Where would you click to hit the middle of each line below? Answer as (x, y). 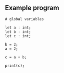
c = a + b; (16, 57)
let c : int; (18, 36)
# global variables (25, 19)
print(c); (15, 66)
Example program (32, 8)
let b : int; (18, 32)
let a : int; (18, 28)
